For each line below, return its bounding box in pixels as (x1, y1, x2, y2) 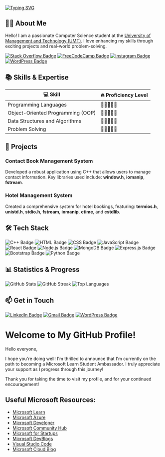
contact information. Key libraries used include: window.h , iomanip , (5, 174, 145, 180)
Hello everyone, (5, 345, 38, 352)
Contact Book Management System (5, 157, 93, 164)
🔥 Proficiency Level (100, 91, 148, 98)
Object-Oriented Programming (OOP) (7, 109, 96, 116)
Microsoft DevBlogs (12, 435, 53, 441)
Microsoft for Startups (12, 430, 58, 436)
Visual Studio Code (12, 440, 52, 447)
